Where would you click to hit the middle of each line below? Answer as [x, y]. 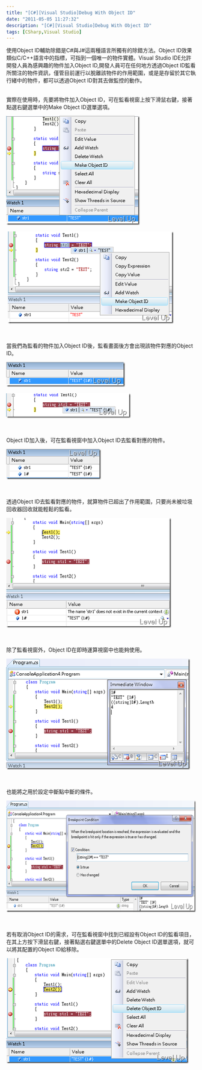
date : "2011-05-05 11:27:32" [43, 19]
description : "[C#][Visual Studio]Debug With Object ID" [79, 25]
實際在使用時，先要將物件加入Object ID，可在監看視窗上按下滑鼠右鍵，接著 [99, 100]
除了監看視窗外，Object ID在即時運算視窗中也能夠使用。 [76, 650]
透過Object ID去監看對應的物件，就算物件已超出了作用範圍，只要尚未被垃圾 [99, 502]
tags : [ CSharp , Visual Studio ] [44, 32]
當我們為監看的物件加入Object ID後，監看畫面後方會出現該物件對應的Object [100, 346]
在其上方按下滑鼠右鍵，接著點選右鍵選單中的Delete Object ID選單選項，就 [98, 942]
